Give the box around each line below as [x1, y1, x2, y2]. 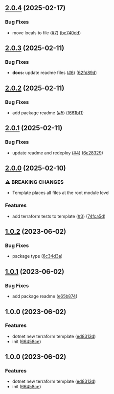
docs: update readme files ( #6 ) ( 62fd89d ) [12, 70, 97, 75]
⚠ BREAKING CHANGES [5, 179, 64, 186]
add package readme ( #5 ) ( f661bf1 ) [12, 110, 84, 116]
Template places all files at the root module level [12, 190, 110, 196]
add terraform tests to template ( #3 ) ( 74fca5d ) [12, 213, 106, 219]
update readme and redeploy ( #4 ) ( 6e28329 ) [12, 149, 104, 156]
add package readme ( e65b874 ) [12, 294, 78, 299]
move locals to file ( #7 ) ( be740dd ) [12, 29, 81, 36]
